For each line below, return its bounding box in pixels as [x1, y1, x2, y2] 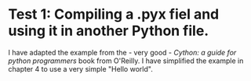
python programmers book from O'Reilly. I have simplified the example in [8, 56, 244, 65]
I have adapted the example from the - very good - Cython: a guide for [8, 48, 237, 57]
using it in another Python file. [8, 22, 209, 40]
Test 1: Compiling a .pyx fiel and [8, 5, 220, 23]
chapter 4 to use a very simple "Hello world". [8, 64, 153, 73]
